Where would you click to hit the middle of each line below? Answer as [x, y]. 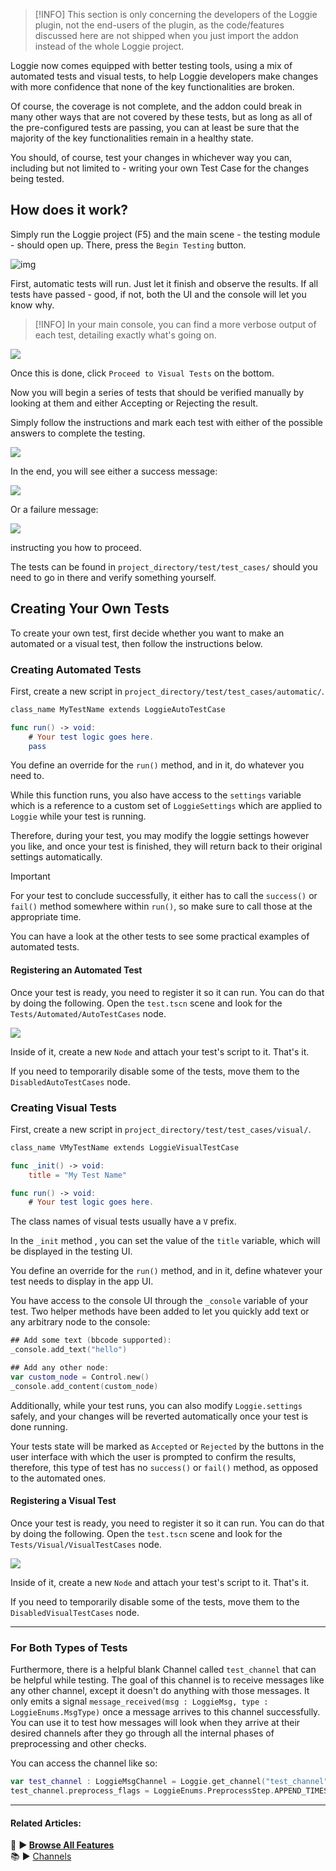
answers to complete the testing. [78, 433]
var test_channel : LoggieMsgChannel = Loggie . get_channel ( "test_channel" [169, 1782]
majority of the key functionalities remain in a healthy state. [132, 138]
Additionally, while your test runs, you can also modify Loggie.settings [156, 1405]
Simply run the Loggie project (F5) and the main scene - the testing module [165, 234]
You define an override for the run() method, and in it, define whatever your [166, 1271]
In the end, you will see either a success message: [114, 471]
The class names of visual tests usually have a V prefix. [123, 1221]
